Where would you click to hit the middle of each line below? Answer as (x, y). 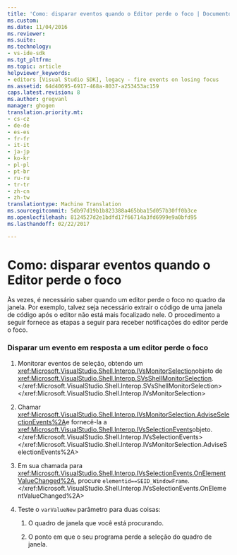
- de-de (19, 125)
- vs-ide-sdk (26, 54)
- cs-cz (19, 119)
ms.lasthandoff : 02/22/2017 (49, 224)
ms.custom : (23, 20)
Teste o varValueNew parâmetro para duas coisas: (89, 509)
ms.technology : (30, 47)
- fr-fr (19, 138)
